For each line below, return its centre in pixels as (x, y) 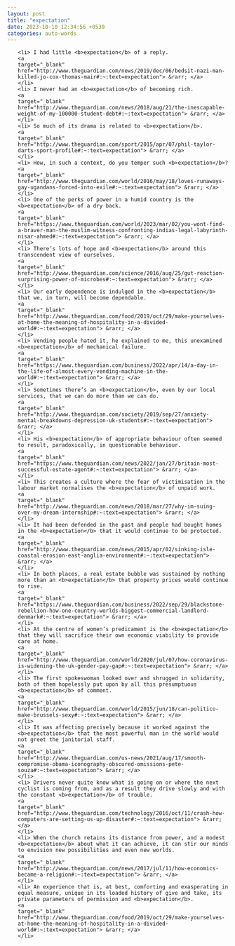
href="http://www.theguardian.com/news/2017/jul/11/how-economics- (118, 869)
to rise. (30, 586)
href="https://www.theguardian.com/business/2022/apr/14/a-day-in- (118, 365)
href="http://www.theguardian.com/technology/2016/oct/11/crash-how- (121, 813)
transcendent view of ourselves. (66, 255)
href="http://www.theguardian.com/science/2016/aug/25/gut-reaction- (121, 273)
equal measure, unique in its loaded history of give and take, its (120, 893)
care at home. (38, 642)
